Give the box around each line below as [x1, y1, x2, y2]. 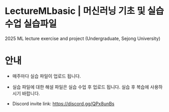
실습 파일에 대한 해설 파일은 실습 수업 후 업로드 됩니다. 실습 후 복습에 [12, 84, 149, 90]
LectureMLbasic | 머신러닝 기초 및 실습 [5, 5, 164, 17]
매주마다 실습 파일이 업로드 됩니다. [12, 73, 81, 79]
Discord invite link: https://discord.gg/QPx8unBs [12, 100, 115, 106]
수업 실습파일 [5, 18, 57, 30]
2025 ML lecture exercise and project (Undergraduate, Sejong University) [5, 35, 161, 42]
